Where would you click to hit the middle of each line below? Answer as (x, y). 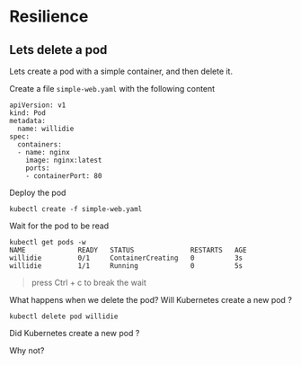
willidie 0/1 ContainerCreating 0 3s (126, 258)
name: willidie (46, 129)
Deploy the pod (38, 192)
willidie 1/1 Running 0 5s (126, 266)
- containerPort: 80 (64, 176)
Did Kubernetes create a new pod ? (75, 333)
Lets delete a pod (58, 50)
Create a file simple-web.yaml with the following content (112, 89)
